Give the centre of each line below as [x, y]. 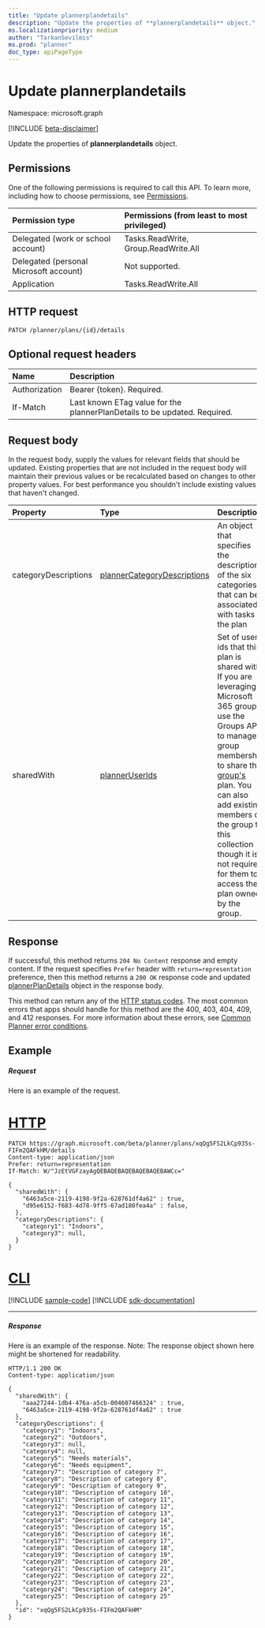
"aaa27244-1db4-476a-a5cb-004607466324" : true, [104, 1403]
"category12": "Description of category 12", [99, 1507]
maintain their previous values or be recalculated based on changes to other [132, 476]
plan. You [235, 785]
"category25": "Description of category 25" [97, 1596]
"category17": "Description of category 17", [99, 1541]
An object [235, 526]
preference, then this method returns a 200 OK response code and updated [129, 977]
